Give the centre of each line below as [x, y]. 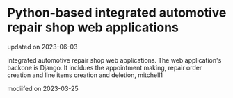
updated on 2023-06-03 [42, 47]
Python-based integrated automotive [117, 13]
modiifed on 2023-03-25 [43, 88]
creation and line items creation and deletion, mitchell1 [85, 75]
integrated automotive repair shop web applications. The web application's [114, 60]
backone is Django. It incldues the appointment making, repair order [105, 67]
